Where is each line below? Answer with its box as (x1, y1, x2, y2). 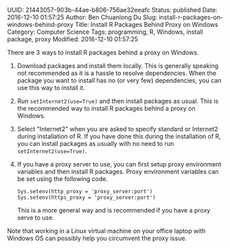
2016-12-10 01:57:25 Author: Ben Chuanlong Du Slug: (7, 13, 158, 21)
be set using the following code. (16, 175, 108, 183)
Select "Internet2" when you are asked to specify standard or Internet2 (16, 125, 218, 133)
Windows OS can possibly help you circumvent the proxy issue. (7, 234, 187, 242)
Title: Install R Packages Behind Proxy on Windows (74, 21, 218, 28)
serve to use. (16, 213, 55, 221)
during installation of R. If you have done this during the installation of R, (16, 132, 221, 140)
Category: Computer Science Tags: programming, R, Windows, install (7, 28, 204, 36)
